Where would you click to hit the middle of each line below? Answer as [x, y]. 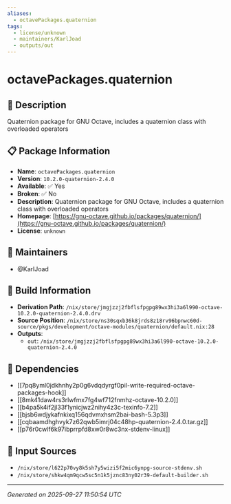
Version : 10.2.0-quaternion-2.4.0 [66, 178]
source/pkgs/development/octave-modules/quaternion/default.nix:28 [115, 327]
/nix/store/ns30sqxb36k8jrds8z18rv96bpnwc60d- [134, 321]
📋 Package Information [59, 151]
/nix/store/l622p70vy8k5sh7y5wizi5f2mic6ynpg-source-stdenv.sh [110, 468]
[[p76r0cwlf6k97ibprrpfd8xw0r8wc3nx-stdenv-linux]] [93, 429]
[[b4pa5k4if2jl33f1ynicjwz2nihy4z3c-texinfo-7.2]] [87, 408]
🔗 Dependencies [43, 369]
